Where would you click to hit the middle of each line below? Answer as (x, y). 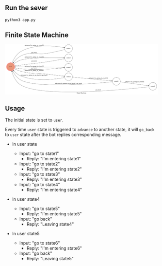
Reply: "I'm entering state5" (54, 214)
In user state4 (26, 199)
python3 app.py (20, 20)
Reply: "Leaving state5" (50, 259)
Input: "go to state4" (40, 185)
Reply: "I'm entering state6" (54, 248)
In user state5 (26, 234)
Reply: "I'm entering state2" (54, 169)
